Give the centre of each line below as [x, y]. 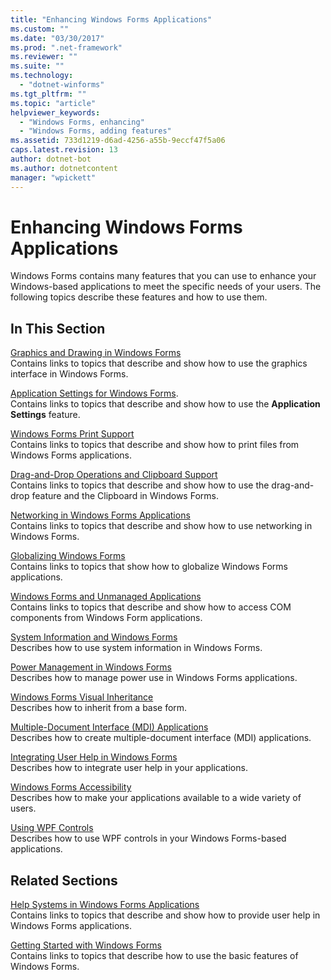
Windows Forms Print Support [72, 434]
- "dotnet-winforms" [62, 85]
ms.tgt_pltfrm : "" [48, 94]
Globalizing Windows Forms [68, 556]
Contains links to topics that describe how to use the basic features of [154, 956]
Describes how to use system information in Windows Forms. [136, 648]
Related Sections [64, 880]
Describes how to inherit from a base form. [99, 708]
